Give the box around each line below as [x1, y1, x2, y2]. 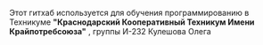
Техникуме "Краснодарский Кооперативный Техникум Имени [9, 17, 255, 27]
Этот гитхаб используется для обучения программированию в [9, 8, 250, 18]
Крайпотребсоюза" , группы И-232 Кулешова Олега [9, 26, 211, 36]
